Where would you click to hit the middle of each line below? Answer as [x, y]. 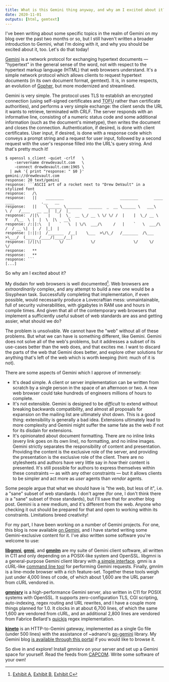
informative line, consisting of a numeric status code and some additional [81, 117]
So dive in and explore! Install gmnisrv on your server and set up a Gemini [82, 649]
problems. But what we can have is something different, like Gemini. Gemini [83, 336]
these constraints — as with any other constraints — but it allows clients [87, 473]
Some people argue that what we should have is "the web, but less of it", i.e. [84, 489]
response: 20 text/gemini [32, 180]
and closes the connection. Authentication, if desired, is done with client [80, 128]
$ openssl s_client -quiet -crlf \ [45, 158]
